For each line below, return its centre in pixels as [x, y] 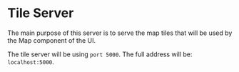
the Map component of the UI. [52, 40]
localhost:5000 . [31, 61]
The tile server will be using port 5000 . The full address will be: [100, 54]
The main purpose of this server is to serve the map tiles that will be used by [120, 33]
